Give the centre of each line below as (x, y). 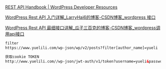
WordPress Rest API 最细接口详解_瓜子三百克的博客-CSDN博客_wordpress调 (83, 28)
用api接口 (15, 34)
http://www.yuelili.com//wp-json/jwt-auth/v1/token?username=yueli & (77, 61)
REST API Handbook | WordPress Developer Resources (61, 7)
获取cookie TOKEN (22, 57)
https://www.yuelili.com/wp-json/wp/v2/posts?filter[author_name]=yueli (82, 48)
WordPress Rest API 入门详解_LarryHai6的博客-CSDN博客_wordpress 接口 (80, 17)
